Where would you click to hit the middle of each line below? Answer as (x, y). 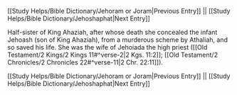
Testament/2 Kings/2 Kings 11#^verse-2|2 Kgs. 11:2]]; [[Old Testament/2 (113, 55)
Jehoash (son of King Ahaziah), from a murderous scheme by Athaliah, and (117, 40)
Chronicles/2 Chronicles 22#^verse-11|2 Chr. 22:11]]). (85, 62)
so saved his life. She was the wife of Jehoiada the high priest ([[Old (107, 47)
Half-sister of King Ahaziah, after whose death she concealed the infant (112, 32)
